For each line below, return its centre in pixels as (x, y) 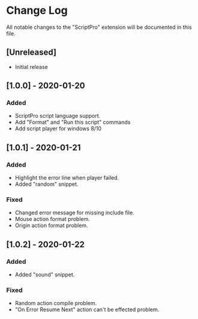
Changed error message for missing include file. (74, 213)
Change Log (37, 11)
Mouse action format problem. (52, 219)
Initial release (31, 67)
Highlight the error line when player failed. (67, 178)
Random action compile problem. (56, 303)
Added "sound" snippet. (45, 275)
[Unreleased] (31, 53)
